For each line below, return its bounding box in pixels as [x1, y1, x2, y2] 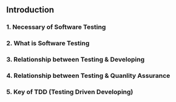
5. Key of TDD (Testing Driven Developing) [6, 88, 134, 96]
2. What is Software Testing [6, 39, 90, 48]
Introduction [6, 5, 55, 15]
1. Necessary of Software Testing [6, 23, 106, 31]
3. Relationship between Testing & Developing [6, 56, 144, 64]
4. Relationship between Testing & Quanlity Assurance [6, 72, 171, 80]
